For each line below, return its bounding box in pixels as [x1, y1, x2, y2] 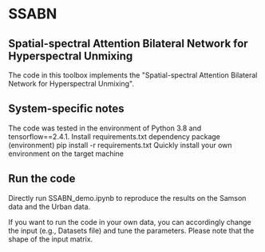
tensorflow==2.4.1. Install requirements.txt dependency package [8, 131, 221, 141]
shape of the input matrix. [8, 234, 93, 244]
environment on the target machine [8, 149, 125, 158]
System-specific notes [8, 102, 125, 116]
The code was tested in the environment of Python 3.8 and [8, 123, 202, 133]
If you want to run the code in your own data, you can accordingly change [8, 217, 251, 226]
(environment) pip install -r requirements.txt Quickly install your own [8, 140, 233, 150]
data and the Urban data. [8, 202, 91, 211]
